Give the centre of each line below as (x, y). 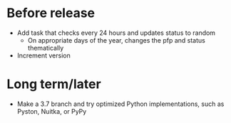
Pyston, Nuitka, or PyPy (52, 111)
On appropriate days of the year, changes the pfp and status (117, 40)
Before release (51, 13)
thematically (46, 48)
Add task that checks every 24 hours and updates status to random (116, 33)
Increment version (43, 55)
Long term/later (54, 84)
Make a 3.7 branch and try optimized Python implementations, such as (120, 104)
